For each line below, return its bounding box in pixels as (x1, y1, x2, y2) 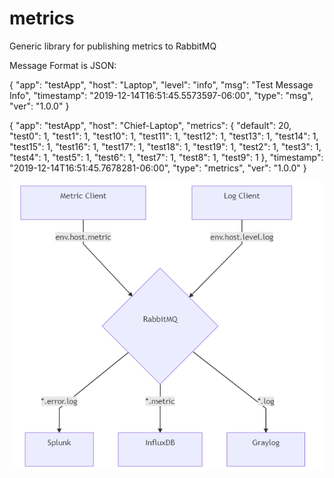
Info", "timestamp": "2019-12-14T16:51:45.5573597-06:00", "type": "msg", (9, 89, 314, 101)
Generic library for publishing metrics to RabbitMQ (9, 40, 217, 52)
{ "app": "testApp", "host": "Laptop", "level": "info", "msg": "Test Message (9, 78, 314, 91)
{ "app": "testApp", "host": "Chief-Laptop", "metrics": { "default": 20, (9, 119, 292, 131)
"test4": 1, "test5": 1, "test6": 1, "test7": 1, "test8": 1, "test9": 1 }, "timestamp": (9, 151, 324, 163)
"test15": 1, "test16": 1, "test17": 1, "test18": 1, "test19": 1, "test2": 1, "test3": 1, (9, 140, 322, 152)
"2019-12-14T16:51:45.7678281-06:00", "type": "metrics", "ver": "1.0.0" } (9, 162, 307, 174)
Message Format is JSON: (9, 59, 117, 71)
